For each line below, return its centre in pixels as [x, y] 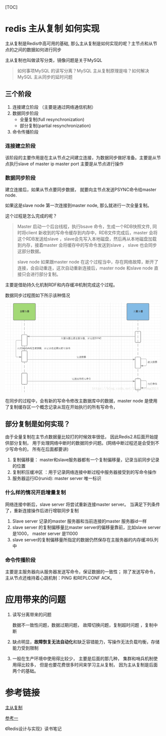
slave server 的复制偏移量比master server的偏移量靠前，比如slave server [86, 527]
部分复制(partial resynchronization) [55, 126]
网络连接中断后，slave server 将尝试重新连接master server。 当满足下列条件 [83, 504]
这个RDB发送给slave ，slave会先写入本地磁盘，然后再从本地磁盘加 [85, 239]
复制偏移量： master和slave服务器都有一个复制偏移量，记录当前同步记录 [86, 460]
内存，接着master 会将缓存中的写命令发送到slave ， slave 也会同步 [89, 245]
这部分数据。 [30, 251]
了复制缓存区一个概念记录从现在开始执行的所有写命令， [61, 407]
